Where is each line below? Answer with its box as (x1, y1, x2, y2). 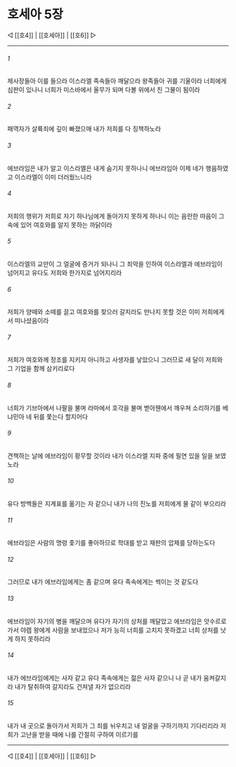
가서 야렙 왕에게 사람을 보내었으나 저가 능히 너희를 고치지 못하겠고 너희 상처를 (7, 626, 219, 634)
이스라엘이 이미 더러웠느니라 (14, 173, 93, 181)
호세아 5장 (7, 6, 64, 22)
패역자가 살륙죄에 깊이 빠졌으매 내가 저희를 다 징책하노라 (7, 124, 162, 133)
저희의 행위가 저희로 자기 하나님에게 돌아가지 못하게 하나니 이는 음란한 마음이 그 (7, 211, 225, 220)
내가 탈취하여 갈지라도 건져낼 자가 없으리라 (14, 682, 131, 690)
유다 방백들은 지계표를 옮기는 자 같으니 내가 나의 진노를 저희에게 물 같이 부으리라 (7, 499, 227, 508)
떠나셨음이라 (14, 317, 49, 325)
